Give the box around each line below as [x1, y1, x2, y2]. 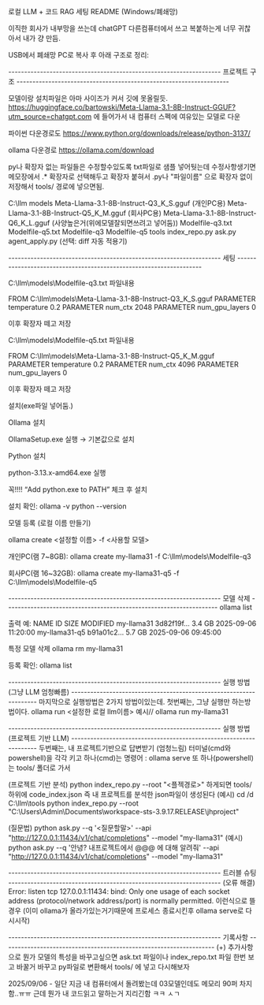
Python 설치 [8, 452, 46, 460]
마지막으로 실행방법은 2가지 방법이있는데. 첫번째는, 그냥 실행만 [38, 697, 230, 706]
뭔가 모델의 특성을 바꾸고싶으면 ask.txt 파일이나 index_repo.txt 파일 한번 [22, 952, 247, 962]
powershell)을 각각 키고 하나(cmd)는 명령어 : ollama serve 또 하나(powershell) [8, 754, 255, 762]
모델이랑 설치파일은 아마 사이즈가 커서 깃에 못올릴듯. [8, 94, 168, 102]
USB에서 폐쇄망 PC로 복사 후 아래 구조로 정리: [8, 50, 150, 59]
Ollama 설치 [8, 418, 46, 427]
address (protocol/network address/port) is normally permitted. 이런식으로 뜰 [8, 896, 256, 905]
